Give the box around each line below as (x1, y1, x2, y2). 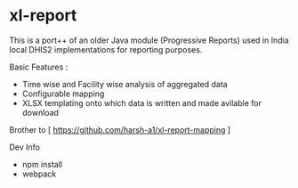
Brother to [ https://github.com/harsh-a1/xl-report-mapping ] (9, 124, 231, 135)
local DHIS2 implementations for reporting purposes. (9, 44, 203, 54)
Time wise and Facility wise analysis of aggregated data (21, 78, 229, 89)
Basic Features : (9, 61, 68, 72)
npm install (21, 159, 63, 169)
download (21, 107, 60, 118)
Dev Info (9, 142, 40, 152)
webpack (21, 168, 56, 179)
